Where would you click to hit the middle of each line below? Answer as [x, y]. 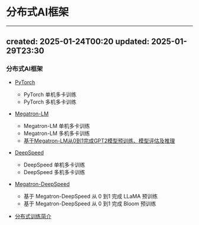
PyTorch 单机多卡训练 [50, 94]
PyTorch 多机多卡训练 [50, 102]
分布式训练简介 [33, 216]
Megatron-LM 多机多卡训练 [57, 133]
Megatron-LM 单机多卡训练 [57, 126]
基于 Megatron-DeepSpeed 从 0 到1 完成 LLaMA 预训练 [91, 196]
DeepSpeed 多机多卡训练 [54, 172]
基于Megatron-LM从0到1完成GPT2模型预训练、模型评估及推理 [99, 140]
